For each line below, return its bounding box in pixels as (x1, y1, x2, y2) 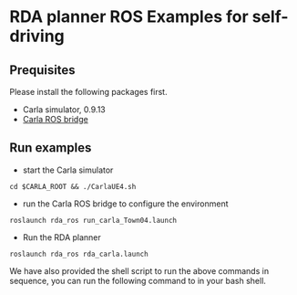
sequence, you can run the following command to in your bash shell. (9, 275, 267, 286)
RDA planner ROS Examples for (9, 6, 249, 27)
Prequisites (9, 62, 76, 78)
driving (9, 26, 66, 47)
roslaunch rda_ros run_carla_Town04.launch (9, 216, 178, 225)
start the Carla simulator (22, 164, 114, 175)
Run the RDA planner (22, 231, 102, 243)
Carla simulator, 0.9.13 (22, 104, 107, 115)
